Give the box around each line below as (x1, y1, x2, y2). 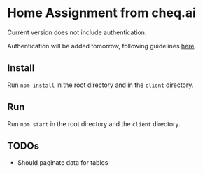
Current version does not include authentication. (7, 28, 147, 36)
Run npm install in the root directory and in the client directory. (7, 81, 194, 89)
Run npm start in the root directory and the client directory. (7, 119, 181, 128)
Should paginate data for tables (17, 159, 108, 167)
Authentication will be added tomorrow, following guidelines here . (7, 41, 197, 50)
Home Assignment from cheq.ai (7, 5, 196, 21)
